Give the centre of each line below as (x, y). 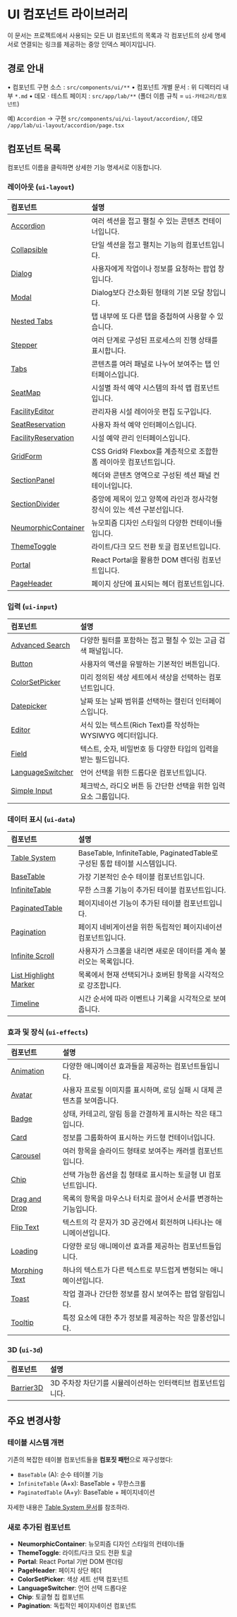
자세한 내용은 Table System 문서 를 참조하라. (68, 1507)
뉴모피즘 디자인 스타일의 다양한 (140, 523)
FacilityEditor (32, 411)
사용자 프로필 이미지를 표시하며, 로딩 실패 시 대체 (138, 1090)
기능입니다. (80, 1209)
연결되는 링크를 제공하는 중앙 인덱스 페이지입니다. (88, 44)
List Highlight (33, 975)
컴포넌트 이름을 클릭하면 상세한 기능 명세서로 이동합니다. (85, 167)
